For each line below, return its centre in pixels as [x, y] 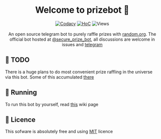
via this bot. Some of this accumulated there [50, 77]
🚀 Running [21, 93]
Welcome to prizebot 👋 [82, 10]
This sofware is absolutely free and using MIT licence [59, 132]
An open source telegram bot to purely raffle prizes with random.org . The [82, 34]
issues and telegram [82, 44]
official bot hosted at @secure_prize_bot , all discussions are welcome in [82, 39]
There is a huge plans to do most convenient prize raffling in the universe [79, 72]
